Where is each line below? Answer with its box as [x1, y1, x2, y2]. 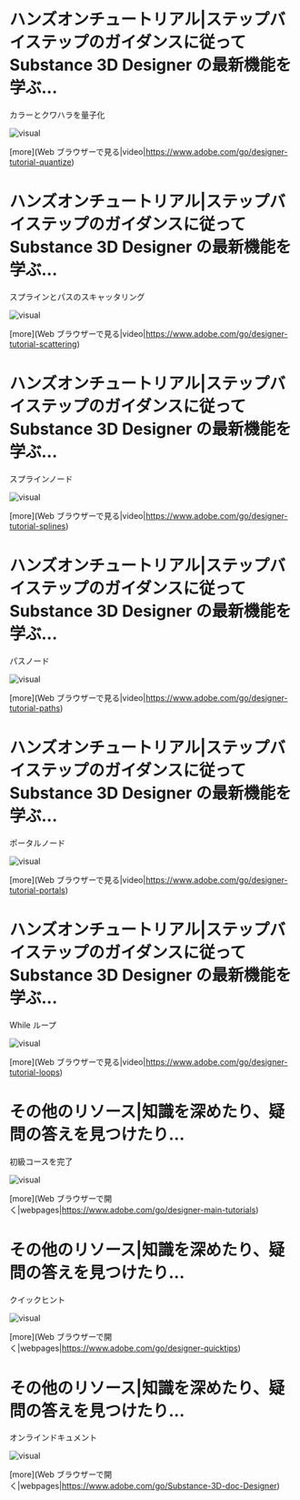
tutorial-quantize [9, 157, 72, 167]
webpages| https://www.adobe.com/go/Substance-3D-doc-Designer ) [19, 1481, 280, 1492]
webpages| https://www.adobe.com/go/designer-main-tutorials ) [19, 1204, 259, 1215]
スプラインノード [9, 473, 74, 484]
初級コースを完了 [9, 1156, 74, 1167]
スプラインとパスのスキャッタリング [9, 291, 145, 302]
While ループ [9, 1019, 57, 1030]
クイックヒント [9, 1294, 65, 1305]
